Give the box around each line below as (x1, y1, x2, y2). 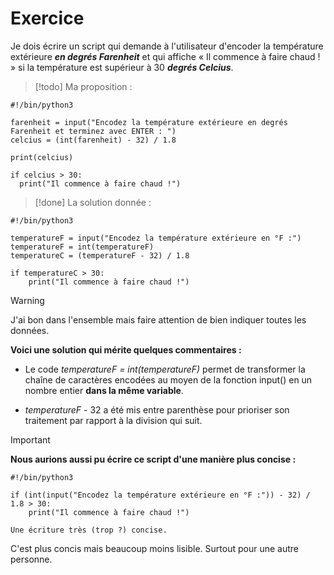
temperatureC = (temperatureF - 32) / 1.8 (10, 250, 190, 261)
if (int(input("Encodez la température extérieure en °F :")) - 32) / (10, 490, 311, 500)
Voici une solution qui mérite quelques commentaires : (10, 343, 242, 356)
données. (10, 324, 50, 336)
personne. (10, 553, 53, 565)
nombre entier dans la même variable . (24, 384, 184, 396)
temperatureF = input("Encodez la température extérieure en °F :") (10, 233, 302, 243)
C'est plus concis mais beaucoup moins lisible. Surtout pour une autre (10, 542, 299, 554)
